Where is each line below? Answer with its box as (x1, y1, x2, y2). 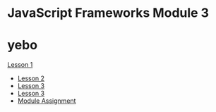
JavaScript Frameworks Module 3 (7, 5, 210, 21)
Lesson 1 (7, 61, 33, 69)
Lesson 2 (17, 74, 44, 82)
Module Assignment (17, 97, 76, 105)
